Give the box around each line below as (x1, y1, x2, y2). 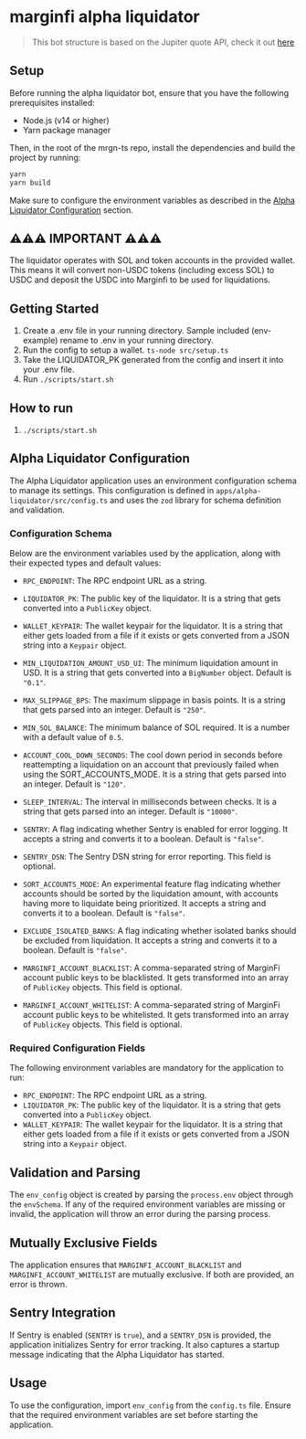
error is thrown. (9, 1278, 68, 1289)
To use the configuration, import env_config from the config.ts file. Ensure (9, 1400, 291, 1411)
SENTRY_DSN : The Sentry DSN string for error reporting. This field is (22, 852, 271, 862)
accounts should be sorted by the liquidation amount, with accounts (22, 888, 279, 899)
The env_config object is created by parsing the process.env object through (9, 1190, 294, 1201)
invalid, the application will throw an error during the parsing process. (9, 1209, 271, 1220)
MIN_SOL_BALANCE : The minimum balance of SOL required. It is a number (22, 722, 290, 733)
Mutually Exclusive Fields (9, 1235, 158, 1251)
